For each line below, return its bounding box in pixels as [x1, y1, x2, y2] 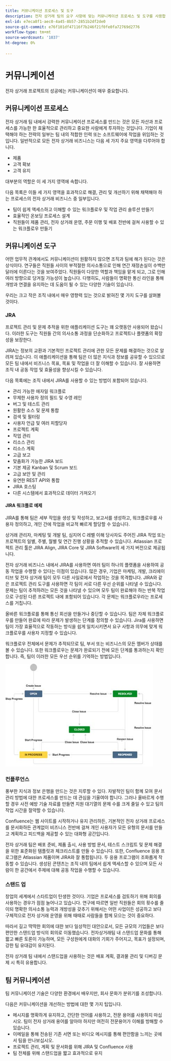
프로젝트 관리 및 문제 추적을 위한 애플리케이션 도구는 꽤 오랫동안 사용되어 [5, 323, 149, 330]
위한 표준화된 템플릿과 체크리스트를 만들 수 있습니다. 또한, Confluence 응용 [10, 848, 160, 854]
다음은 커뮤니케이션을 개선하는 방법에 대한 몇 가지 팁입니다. [5, 1001, 122, 1007]
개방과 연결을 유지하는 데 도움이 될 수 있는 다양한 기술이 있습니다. [5, 281, 134, 287]
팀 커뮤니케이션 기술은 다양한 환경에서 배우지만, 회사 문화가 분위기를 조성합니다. [5, 990, 163, 996]
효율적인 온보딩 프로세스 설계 [12, 213, 70, 219]
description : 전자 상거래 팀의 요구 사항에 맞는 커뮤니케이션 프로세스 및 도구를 [5, 13, 153, 19]
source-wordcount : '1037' [5, 35, 60, 40]
